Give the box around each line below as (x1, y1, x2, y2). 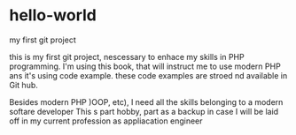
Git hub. (9, 79, 38, 90)
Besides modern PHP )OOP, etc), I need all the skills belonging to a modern (9, 96, 284, 107)
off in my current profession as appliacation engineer (9, 116, 203, 126)
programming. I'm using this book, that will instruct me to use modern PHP (9, 61, 281, 71)
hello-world (9, 5, 97, 26)
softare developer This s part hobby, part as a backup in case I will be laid (9, 106, 279, 116)
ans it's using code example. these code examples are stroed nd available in (9, 70, 288, 80)
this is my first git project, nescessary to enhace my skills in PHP (9, 51, 245, 62)
